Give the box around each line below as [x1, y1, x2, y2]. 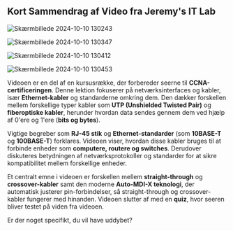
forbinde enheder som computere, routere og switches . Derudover [7, 143, 202, 153]
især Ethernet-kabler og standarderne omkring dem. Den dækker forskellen [7, 93, 227, 101]
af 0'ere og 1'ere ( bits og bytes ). [7, 115, 101, 124]
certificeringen [7, 85, 52, 94]
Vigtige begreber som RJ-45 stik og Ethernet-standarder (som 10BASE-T [7, 129, 222, 137]
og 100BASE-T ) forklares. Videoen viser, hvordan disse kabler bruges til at [7, 136, 222, 145]
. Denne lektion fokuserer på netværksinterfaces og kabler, [51, 85, 221, 94]
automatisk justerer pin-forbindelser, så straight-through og [7, 187, 179, 195]
